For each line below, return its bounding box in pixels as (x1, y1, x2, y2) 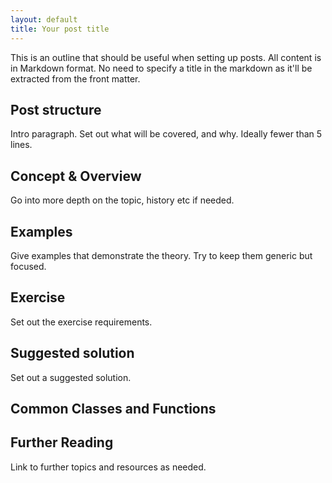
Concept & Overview (10, 167, 142, 185)
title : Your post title (10, 24, 110, 34)
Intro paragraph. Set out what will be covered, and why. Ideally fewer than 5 (10, 128, 323, 140)
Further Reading (10, 434, 114, 451)
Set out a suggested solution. (10, 371, 132, 383)
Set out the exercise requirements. (10, 316, 153, 328)
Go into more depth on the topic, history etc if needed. (10, 194, 235, 206)
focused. (10, 260, 47, 272)
